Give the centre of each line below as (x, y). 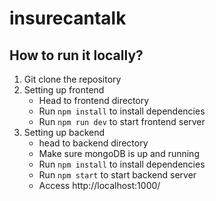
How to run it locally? (76, 55)
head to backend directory (93, 143)
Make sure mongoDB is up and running (119, 153)
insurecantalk (68, 18)
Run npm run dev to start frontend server (122, 121)
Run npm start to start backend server (117, 175)
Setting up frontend (64, 90)
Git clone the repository (72, 79)
